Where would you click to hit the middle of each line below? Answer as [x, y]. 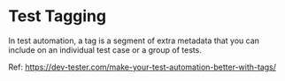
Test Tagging [58, 16]
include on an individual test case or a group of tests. [105, 49]
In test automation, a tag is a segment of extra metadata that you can [134, 40]
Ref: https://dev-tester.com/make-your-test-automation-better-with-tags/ [142, 67]
